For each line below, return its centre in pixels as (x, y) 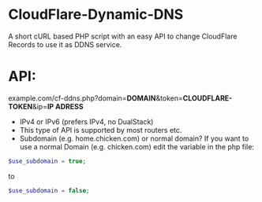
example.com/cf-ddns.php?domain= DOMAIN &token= (96, 98)
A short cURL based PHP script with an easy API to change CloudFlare (123, 36)
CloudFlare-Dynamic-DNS (96, 15)
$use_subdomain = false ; (49, 190)
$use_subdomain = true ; (47, 161)
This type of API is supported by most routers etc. (101, 130)
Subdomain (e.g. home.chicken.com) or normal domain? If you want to (134, 138)
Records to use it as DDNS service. (65, 44)
